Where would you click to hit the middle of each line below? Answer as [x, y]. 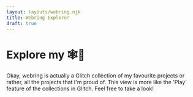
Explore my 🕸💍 [46, 55]
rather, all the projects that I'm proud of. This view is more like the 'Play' [96, 82]
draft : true [21, 23]
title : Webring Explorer [38, 18]
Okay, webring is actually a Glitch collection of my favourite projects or [96, 76]
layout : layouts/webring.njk [44, 12]
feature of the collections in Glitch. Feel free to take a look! [80, 88]
